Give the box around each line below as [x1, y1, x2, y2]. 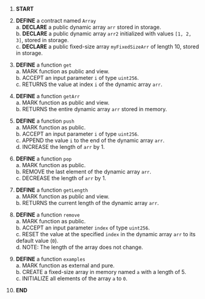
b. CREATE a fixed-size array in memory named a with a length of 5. [15, 268, 187, 275]
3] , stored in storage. [15, 37, 69, 43]
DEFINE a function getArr [15, 93, 80, 99]
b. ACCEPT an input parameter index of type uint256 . [15, 224, 150, 231]
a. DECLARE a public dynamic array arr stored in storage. [15, 24, 161, 31]
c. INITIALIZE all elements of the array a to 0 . [15, 275, 128, 282]
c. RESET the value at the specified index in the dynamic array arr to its [15, 231, 196, 237]
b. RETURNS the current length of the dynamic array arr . [15, 200, 159, 206]
